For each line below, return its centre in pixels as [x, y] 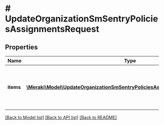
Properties [21, 47]
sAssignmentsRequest [52, 29]
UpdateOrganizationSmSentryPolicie [82, 19]
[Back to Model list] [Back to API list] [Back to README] [61, 117]
